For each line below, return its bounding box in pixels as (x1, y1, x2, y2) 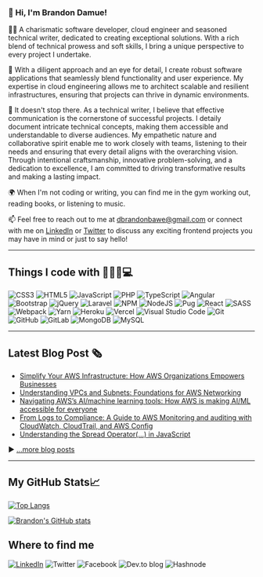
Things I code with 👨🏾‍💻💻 (8, 265, 133, 279)
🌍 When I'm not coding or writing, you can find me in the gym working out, (8, 188, 251, 197)
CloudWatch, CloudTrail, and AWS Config (19, 421, 153, 430)
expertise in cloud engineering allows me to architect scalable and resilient (8, 82, 249, 91)
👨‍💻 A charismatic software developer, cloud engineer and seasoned (8, 25, 227, 35)
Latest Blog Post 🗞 (8, 346, 103, 360)
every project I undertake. (8, 50, 92, 60)
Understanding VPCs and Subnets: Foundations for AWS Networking (19, 388, 241, 397)
